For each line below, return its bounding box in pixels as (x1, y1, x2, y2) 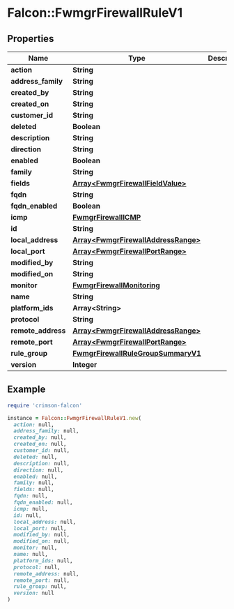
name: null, (13, 551, 49, 558)
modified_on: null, (13, 538, 70, 545)
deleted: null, (13, 453, 58, 460)
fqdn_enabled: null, (13, 499, 73, 506)
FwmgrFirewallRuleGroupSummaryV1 (72, 349, 202, 358)
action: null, (13, 421, 54, 428)
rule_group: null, (13, 583, 68, 590)
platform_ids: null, (13, 557, 73, 564)
